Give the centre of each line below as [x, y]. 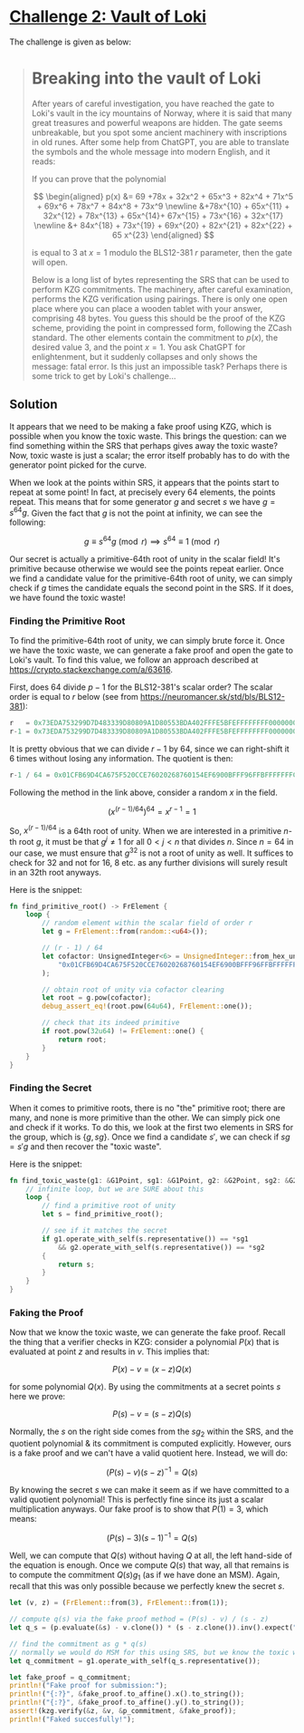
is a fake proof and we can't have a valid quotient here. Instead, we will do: [148, 1453]
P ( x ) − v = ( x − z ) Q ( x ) [152, 1370]
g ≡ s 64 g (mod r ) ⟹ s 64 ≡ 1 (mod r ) [152, 541]
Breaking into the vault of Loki [146, 78]
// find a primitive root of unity [109, 1206]
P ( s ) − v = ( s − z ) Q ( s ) [152, 1414]
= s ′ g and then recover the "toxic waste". [85, 1146]
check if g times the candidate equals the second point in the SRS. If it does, [152, 588]
